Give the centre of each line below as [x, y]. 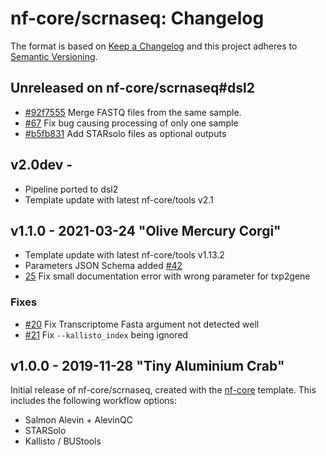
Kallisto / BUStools [63, 441]
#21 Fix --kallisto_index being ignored [106, 334]
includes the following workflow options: [93, 401]
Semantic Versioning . [54, 56]
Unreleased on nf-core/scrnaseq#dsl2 [132, 88]
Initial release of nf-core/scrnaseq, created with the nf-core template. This [163, 390]
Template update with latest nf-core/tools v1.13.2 [124, 255]
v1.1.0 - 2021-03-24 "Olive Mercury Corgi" [146, 230]
